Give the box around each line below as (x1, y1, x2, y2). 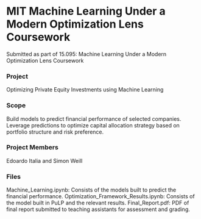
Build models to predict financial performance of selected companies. (6, 115, 182, 123)
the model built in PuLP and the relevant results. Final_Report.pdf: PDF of (6, 199, 189, 207)
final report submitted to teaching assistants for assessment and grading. (6, 206, 190, 213)
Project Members (6, 143, 59, 152)
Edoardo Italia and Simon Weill (6, 157, 83, 164)
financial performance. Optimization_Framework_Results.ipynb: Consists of (6, 193, 195, 200)
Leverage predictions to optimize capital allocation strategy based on (6, 121, 180, 129)
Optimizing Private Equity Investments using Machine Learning (6, 86, 164, 93)
